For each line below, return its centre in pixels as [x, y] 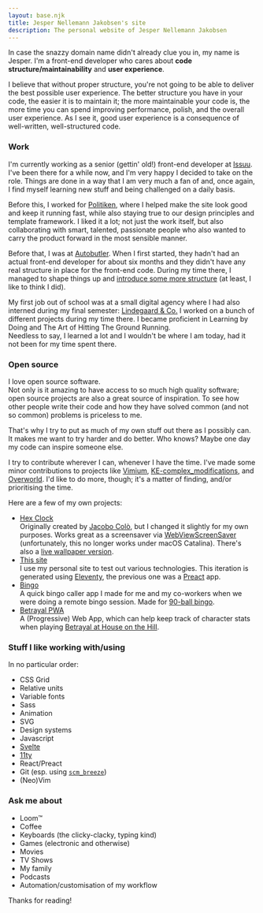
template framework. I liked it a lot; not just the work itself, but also [116, 221]
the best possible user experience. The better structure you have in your [126, 93]
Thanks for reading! [40, 900]
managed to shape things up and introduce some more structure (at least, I [130, 278]
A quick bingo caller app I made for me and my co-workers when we [131, 593]
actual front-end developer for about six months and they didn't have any [127, 262]
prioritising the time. [41, 487]
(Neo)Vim [35, 781]
